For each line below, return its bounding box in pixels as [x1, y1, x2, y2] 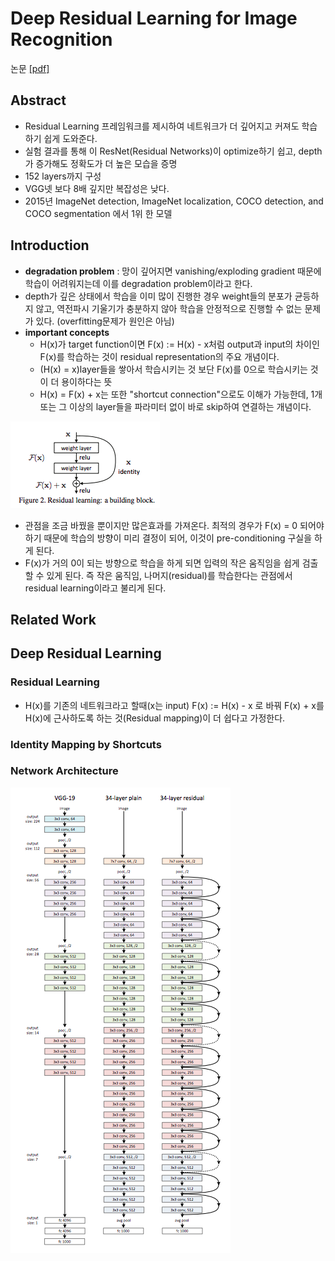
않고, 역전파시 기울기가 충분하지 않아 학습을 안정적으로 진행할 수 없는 [35, 302, 303, 314]
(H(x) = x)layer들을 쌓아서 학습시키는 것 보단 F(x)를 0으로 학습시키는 [39, 363, 308, 375]
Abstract [10, 92, 67, 109]
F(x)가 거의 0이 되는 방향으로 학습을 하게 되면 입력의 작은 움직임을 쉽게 [24, 557, 300, 569]
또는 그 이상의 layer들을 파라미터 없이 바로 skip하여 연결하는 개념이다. [39, 400, 312, 412]
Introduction [10, 237, 90, 254]
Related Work [10, 611, 97, 628]
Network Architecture [10, 764, 119, 778]
